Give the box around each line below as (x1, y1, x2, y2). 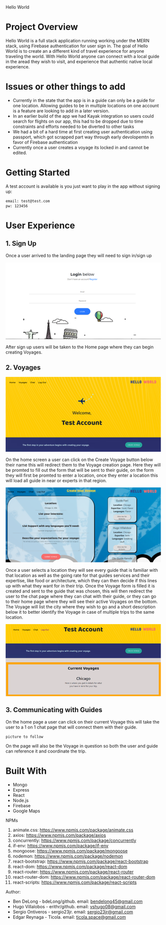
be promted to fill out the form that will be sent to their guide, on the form (5, 467, 154, 473)
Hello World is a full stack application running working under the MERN (5, 37, 150, 43)
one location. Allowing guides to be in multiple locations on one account (12, 102, 159, 108)
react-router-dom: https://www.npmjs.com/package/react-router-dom (12, 874, 156, 880)
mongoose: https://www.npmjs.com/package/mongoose (12, 848, 128, 854)
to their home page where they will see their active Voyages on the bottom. (5, 598, 158, 604)
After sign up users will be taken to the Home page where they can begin (5, 344, 154, 350)
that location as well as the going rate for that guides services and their (5, 572, 150, 578)
